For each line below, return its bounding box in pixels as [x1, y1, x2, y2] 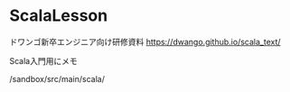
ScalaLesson [9, 5, 108, 26]
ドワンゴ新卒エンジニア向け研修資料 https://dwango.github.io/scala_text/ [9, 36, 282, 47]
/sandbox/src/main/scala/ [9, 73, 106, 84]
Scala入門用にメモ [9, 55, 79, 66]
